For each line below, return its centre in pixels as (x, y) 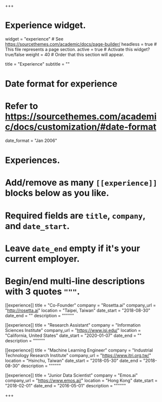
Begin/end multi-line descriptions (75, 281)
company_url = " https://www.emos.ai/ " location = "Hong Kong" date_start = (81, 380)
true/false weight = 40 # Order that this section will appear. (65, 54)
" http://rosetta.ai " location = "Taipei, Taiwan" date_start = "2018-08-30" (78, 310)
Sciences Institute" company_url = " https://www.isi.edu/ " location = (73, 330)
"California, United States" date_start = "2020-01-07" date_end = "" (73, 335)
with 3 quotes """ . (43, 291)
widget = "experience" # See (34, 39)
